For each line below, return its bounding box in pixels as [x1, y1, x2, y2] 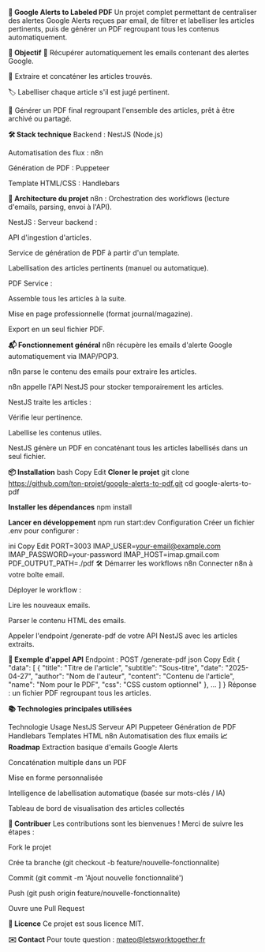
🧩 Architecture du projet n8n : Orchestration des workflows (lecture [8, 194, 230, 203]
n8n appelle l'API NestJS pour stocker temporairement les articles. [8, 383, 224, 391]
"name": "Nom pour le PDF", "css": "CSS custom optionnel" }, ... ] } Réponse [8, 680, 257, 689]
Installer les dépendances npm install [8, 502, 132, 512]
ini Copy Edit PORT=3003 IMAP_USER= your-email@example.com [8, 541, 221, 551]
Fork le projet [8, 842, 51, 852]
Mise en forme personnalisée [8, 773, 103, 782]
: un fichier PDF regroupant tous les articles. [8, 689, 151, 697]
